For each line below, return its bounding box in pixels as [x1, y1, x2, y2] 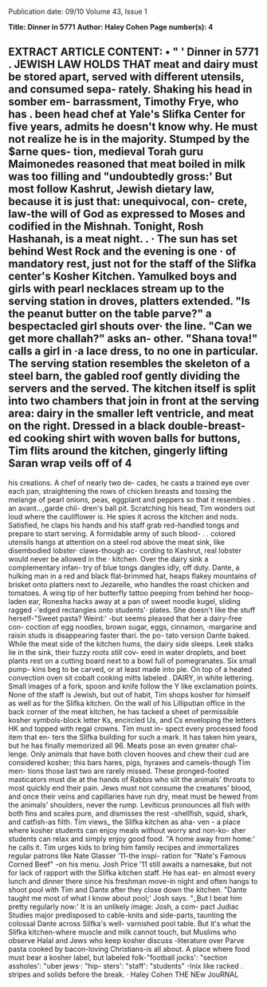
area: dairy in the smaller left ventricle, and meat [8, 407, 254, 420]
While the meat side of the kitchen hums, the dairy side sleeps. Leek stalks [8, 638, 253, 649]
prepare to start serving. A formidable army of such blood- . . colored [8, 528, 236, 538]
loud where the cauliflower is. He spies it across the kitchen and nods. [8, 511, 239, 521]
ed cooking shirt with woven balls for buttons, [8, 432, 241, 445]
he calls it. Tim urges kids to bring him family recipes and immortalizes [8, 842, 240, 852]
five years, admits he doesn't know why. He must [8, 120, 257, 134]
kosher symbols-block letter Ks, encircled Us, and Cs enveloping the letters [8, 715, 257, 724]
